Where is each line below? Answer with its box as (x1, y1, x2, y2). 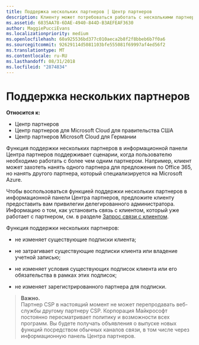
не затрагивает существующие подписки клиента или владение (14, 248, 178, 255)
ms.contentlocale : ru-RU (6, 53, 68, 59)
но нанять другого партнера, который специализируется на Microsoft (6, 170, 182, 177)
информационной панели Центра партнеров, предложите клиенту (6, 194, 175, 201)
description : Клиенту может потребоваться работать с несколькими (6, 14, 174, 20)
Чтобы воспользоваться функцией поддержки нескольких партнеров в (6, 188, 188, 195)
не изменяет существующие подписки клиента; (14, 236, 137, 243)
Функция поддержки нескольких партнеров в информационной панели (6, 145, 188, 152)
